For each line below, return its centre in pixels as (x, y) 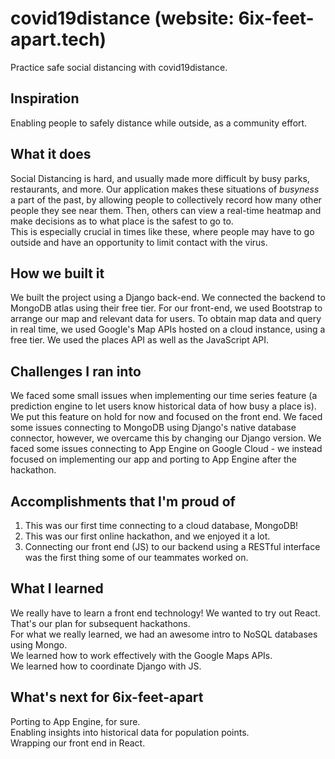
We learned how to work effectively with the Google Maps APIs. (141, 655)
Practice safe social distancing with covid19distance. (119, 67)
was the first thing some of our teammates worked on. (136, 557)
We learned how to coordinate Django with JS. (106, 666)
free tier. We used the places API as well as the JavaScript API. (140, 340)
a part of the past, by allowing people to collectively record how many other (166, 199)
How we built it (57, 273)
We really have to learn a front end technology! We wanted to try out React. (165, 613)
